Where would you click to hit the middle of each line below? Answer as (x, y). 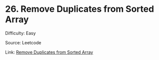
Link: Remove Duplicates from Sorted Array (49, 52)
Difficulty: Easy (20, 33)
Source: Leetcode (23, 42)
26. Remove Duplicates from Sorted (80, 9)
